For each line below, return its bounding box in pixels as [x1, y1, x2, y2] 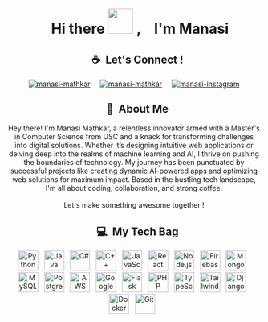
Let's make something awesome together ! [63, 200, 205, 210]
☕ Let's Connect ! [91, 52, 184, 66]
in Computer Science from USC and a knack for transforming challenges [14, 132, 254, 142]
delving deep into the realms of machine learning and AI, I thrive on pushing [8, 149, 260, 159]
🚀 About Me [106, 102, 169, 116]
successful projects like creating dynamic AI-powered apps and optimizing [10, 166, 258, 176]
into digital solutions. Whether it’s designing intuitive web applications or [14, 141, 254, 151]
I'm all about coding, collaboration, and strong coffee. [45, 184, 223, 193]
